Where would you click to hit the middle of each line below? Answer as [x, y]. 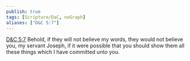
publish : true [24, 12]
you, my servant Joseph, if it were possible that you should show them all [95, 46]
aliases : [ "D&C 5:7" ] [33, 23]
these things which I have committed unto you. [63, 52]
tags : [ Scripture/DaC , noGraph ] [46, 17]
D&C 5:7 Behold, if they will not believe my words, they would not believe [95, 40]
